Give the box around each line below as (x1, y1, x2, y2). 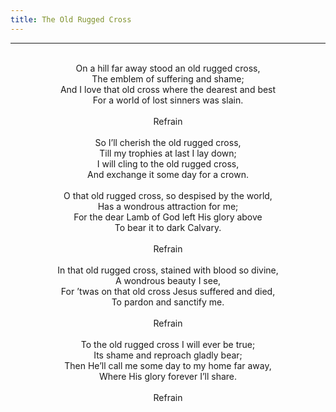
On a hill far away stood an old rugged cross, (75, 62, 261, 74)
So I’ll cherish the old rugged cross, (94, 136, 242, 148)
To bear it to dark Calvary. (114, 221, 222, 233)
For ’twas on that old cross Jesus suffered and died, (60, 285, 276, 297)
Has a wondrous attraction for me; (97, 200, 239, 212)
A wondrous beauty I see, (114, 274, 222, 286)
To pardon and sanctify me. (111, 296, 225, 308)
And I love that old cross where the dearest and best (59, 83, 277, 95)
